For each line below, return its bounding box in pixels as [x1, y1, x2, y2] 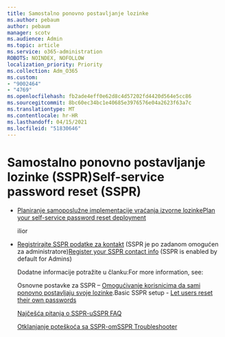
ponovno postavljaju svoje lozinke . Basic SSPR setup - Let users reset [16, 289, 213, 297]
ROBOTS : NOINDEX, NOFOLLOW [7, 55, 84, 62]
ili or [16, 227, 28, 235]
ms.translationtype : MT [7, 106, 75, 113]
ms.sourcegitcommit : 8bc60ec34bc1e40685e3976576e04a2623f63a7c [7, 100, 192, 106]
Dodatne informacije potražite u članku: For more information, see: [16, 268, 204, 277]
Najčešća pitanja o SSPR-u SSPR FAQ [16, 310, 122, 318]
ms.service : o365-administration [7, 49, 103, 56]
